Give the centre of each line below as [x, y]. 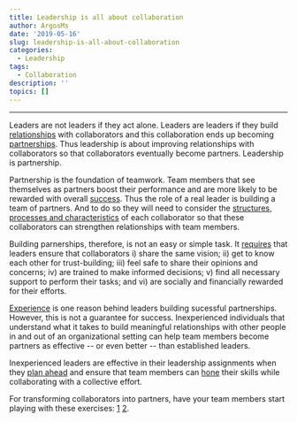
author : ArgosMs [39, 26]
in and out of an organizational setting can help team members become [139, 336]
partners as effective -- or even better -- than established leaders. [130, 345]
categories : [31, 50]
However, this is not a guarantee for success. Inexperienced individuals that [147, 317]
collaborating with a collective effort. [76, 381]
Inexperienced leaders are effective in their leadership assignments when [143, 363]
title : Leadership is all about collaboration [96, 17]
